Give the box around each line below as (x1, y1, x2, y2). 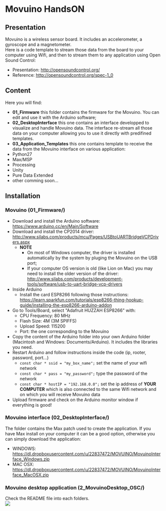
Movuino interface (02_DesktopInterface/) (5, 414, 110, 421)
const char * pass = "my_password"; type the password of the (19, 370, 148, 376)
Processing (12, 162, 36, 168)
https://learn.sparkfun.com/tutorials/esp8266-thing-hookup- (19, 297, 144, 303)
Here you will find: (5, 99, 42, 105)
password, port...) (12, 355, 49, 361)
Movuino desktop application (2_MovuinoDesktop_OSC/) (5, 484, 145, 491)
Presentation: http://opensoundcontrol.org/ (12, 67, 100, 73)
